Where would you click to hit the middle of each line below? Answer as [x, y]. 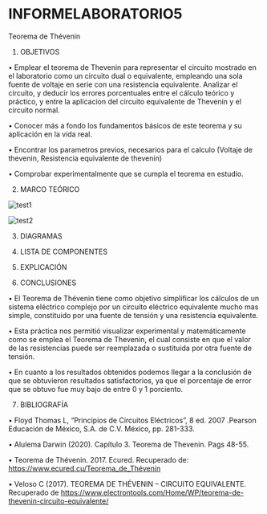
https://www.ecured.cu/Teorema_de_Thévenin [85, 468]
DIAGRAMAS [41, 236]
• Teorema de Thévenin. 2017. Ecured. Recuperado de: [99, 459]
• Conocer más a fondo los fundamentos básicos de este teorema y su [125, 125]
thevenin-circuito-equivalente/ [59, 501]
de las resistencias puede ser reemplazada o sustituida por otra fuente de [130, 348]
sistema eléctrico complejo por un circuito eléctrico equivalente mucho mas [133, 307]
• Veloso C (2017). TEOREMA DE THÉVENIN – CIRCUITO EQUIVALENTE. [127, 483]
